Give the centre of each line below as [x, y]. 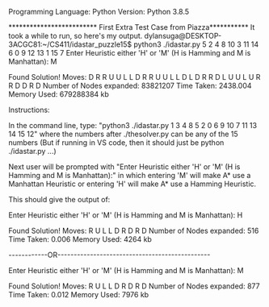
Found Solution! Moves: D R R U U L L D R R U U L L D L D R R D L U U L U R [134, 77]
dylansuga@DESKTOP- [183, 36]
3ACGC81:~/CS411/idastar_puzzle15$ [70, 44]
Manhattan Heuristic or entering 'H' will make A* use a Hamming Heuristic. [132, 184]
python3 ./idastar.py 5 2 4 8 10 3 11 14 [196, 44]
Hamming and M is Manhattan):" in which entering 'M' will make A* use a [130, 175]
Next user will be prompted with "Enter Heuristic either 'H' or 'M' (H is [124, 167]
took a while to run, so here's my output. [76, 36]
